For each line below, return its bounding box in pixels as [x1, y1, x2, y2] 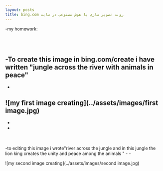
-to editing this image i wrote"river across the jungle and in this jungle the [5, 145, 156, 151]
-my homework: [5, 25, 38, 31]
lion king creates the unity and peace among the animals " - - [5, 150, 131, 156]
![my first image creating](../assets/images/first [5, 98, 159, 107]
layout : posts [5, 7, 35, 12]
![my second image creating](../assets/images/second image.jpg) [5, 160, 140, 166]
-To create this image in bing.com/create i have [5, 55, 155, 63]
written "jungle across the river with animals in [5, 63, 154, 71]
